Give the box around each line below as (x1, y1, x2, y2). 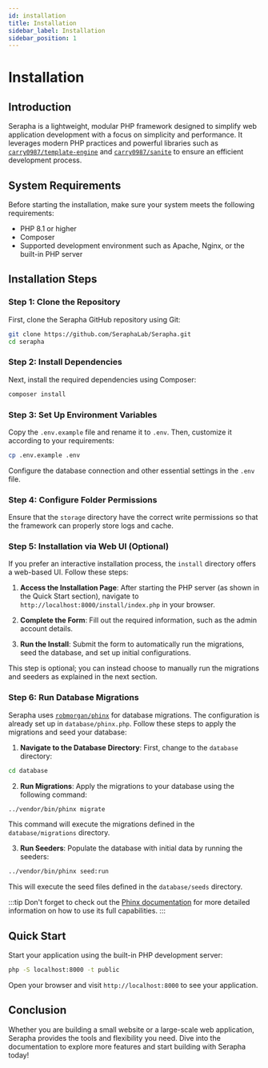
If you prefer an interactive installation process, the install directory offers (8, 559, 256, 569)
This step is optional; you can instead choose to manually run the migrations (8, 663, 260, 673)
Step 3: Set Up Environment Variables (8, 409, 158, 420)
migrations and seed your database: (8, 727, 127, 737)
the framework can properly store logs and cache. (8, 521, 174, 530)
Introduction (8, 100, 72, 114)
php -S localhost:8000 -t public (8, 966, 120, 974)
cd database (8, 766, 48, 774)
